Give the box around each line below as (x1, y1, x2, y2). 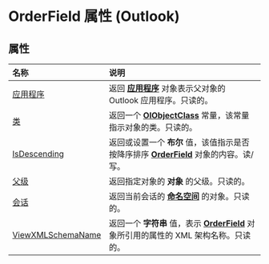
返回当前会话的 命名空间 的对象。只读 (109, 191, 250, 202)
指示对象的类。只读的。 (109, 122, 198, 133)
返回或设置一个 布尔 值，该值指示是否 (109, 137, 250, 148)
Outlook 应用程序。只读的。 (109, 95, 214, 106)
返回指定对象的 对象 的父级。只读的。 (109, 176, 250, 186)
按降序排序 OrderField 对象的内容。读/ (109, 149, 254, 160)
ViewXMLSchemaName (12, 230, 102, 240)
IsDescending (12, 149, 64, 159)
